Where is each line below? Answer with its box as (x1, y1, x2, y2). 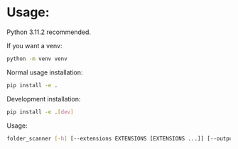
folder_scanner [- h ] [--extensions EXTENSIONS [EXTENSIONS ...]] (6, 135, 204, 142)
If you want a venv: (6, 41, 63, 50)
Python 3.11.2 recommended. (6, 28, 92, 36)
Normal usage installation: (6, 68, 83, 77)
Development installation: (6, 94, 81, 103)
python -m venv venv (6, 55, 68, 62)
